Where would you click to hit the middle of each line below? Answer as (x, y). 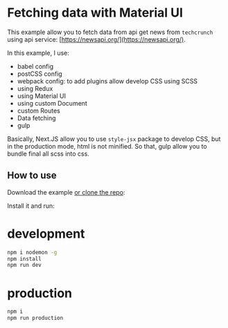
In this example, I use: (38, 53)
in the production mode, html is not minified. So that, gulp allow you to (107, 146)
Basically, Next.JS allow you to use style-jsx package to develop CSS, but (114, 139)
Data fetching (37, 118)
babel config (35, 66)
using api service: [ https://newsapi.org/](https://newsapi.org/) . (96, 39)
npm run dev (24, 265)
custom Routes (38, 110)
